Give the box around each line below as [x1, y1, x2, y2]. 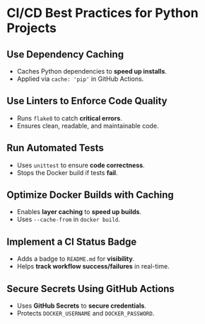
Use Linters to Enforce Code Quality [6, 95, 168, 107]
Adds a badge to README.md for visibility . [16, 255, 135, 263]
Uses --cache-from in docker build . [16, 215, 121, 224]
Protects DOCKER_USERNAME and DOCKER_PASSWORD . [16, 309, 155, 318]
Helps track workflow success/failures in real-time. [16, 262, 170, 271]
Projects [6, 20, 57, 36]
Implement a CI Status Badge [6, 235, 137, 247]
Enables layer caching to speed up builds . [16, 208, 142, 216]
